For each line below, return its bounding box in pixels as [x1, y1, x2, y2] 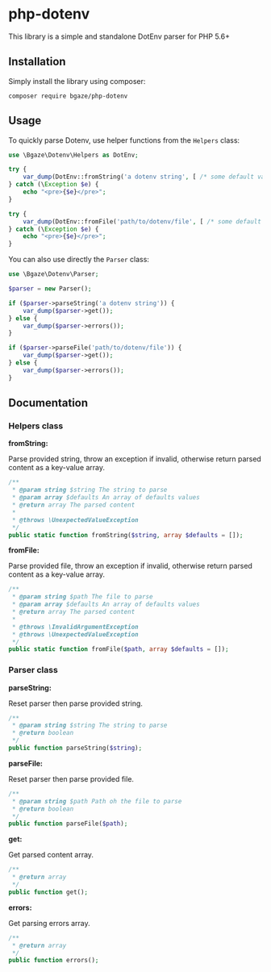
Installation [8, 55, 66, 69]
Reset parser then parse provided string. [8, 699, 144, 708]
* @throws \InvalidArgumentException [11, 623, 139, 631]
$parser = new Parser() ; [8, 285, 92, 293]
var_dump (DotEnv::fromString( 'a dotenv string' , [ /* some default [23, 173, 254, 181]
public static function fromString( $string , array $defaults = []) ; [8, 531, 244, 539]
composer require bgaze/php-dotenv [8, 92, 128, 100]
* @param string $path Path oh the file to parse [11, 797, 182, 805]
